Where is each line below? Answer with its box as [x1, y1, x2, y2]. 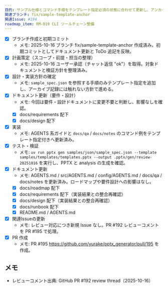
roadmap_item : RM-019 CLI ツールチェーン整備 [5, 21, 95, 27]
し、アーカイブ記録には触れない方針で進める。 [19, 86, 116, 92]
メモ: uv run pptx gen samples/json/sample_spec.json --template [19, 149, 157, 155]
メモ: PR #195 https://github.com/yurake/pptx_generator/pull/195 [19, 241, 153, 247]
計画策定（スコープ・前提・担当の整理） [12, 55, 96, 61]
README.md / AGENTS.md [19, 210, 76, 216]
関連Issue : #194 [5, 17, 37, 22]
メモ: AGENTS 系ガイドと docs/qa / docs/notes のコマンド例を [19, 130, 147, 136]
